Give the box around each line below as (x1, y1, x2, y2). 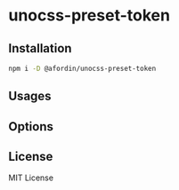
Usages (8, 89, 52, 104)
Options (8, 119, 54, 134)
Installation (8, 41, 72, 56)
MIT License (8, 172, 54, 183)
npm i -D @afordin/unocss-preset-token (8, 64, 157, 73)
